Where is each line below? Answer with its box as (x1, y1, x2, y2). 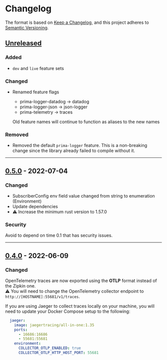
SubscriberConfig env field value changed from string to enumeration (12, 193, 155, 199)
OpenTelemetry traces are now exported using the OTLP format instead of (5, 278, 158, 284)
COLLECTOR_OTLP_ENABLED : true (18, 346, 81, 351)
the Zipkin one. (5, 283, 36, 288)
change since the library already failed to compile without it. (12, 147, 135, 154)
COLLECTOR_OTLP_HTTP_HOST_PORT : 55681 (18, 351, 99, 356)
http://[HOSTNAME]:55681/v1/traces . (5, 293, 81, 299)
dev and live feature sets (12, 65, 64, 71)
